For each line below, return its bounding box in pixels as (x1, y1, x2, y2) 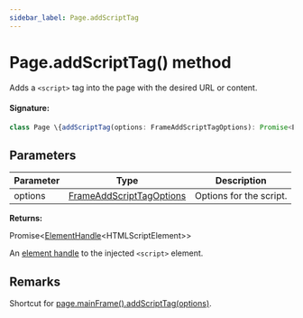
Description (215, 174, 267, 187)
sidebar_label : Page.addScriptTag (9, 13, 140, 23)
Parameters (9, 148, 77, 164)
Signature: (9, 103, 50, 114)
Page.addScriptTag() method (9, 51, 232, 72)
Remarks (9, 274, 61, 289)
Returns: (9, 213, 43, 224)
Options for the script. (194, 190, 288, 202)
